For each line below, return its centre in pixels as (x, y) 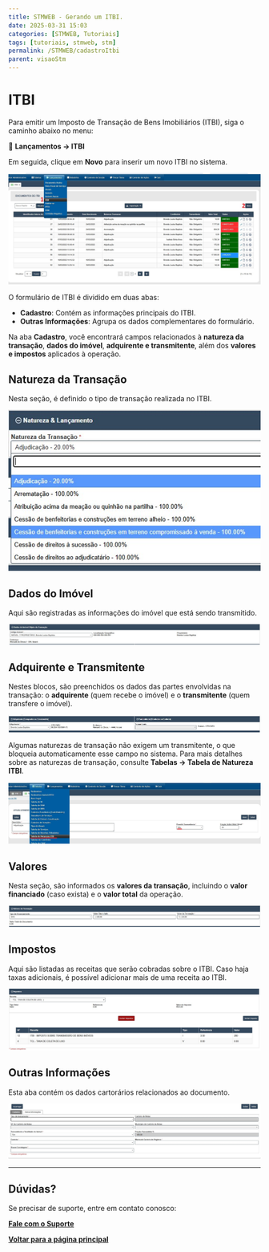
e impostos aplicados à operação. (65, 354)
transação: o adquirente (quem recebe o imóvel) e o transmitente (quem (129, 695)
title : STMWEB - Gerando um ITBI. (66, 17)
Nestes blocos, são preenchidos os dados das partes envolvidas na (120, 687)
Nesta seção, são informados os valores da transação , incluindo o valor (128, 885)
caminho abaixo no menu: (51, 130)
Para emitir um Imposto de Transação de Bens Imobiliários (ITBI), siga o (126, 122)
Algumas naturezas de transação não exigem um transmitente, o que (122, 745)
